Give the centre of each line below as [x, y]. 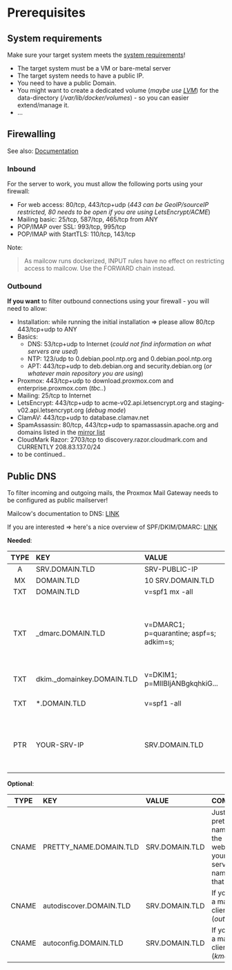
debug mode [106, 411]
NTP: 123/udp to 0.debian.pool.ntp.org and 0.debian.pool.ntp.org [119, 359]
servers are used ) [52, 352]
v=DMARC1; [164, 625]
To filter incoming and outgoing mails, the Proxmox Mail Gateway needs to [113, 493]
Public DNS [32, 476]
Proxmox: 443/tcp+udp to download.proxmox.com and [95, 381]
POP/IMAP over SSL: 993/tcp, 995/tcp [71, 227]
